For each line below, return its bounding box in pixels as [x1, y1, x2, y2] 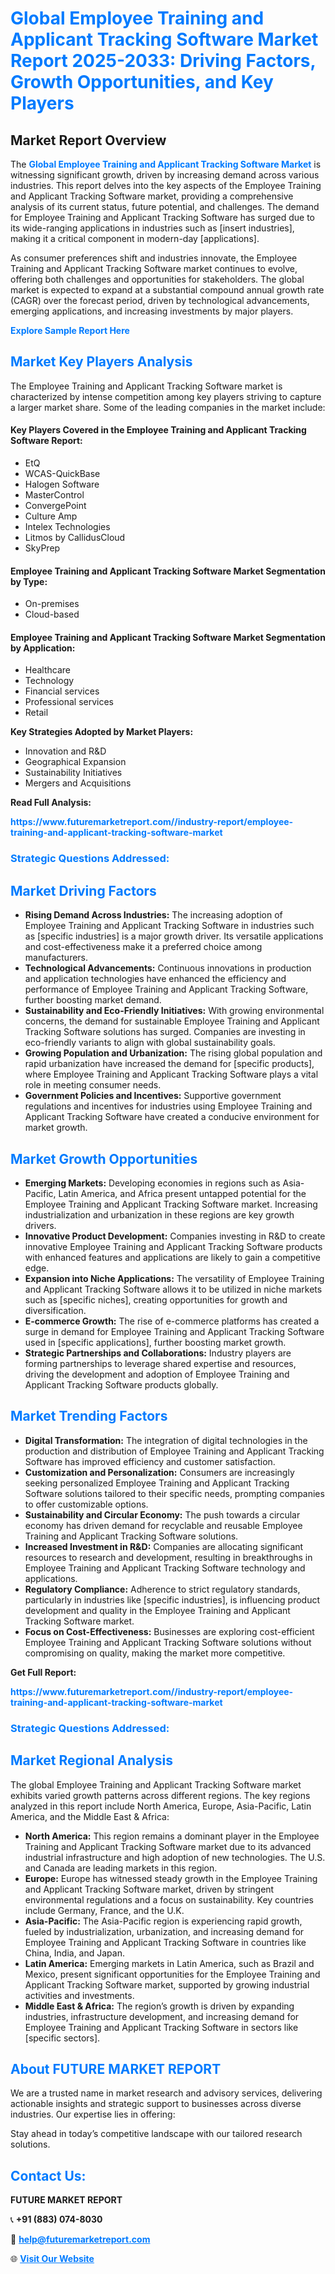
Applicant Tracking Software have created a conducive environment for [24, 1111, 320, 1123]
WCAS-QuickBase [24, 468, 101, 480]
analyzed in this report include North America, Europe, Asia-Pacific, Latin [10, 1800, 312, 1812]
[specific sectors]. [24, 2032, 101, 2044]
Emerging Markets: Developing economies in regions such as [24, 1177, 281, 1189]
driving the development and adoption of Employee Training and [24, 1368, 290, 1380]
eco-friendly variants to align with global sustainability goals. [24, 1037, 276, 1049]
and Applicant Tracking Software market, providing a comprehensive [10, 190, 294, 202]
